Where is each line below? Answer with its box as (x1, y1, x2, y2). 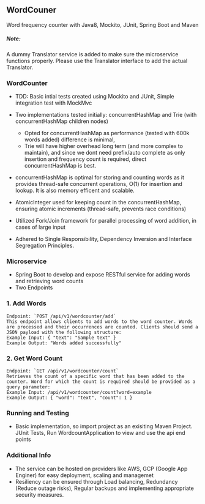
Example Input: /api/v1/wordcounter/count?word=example (6, 389, 152, 395)
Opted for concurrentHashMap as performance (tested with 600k (24, 130, 190, 137)
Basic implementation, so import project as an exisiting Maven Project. (15, 423, 193, 430)
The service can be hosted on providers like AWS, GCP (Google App (15, 465, 188, 472)
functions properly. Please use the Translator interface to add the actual (6, 57, 188, 64)
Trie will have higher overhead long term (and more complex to (24, 143, 184, 150)
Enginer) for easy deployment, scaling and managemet (15, 471, 154, 479)
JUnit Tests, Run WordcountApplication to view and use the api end (15, 429, 185, 437)
